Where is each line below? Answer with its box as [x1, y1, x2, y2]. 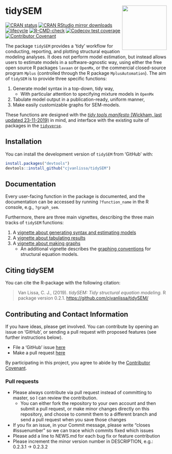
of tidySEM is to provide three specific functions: [5, 75, 107, 81]
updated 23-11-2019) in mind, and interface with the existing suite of [5, 117, 149, 123]
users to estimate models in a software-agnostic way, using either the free [5, 59, 162, 65]
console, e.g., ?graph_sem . [5, 204, 60, 210]
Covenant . [5, 365, 27, 371]
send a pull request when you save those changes [20, 417, 126, 423]
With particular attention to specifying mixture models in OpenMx [20, 91, 154, 97]
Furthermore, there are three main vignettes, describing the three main [5, 214, 155, 220]
